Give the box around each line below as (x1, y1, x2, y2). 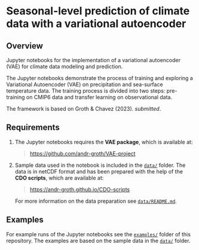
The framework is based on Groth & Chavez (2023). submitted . (6, 105, 161, 112)
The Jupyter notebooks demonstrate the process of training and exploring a (6, 75, 193, 81)
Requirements (6, 123, 60, 133)
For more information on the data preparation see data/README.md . (14, 197, 177, 205)
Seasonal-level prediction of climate (6, 4, 190, 18)
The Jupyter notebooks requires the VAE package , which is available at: (14, 138, 193, 145)
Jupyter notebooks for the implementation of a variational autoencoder (6, 57, 181, 63)
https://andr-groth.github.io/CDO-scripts (29, 185, 130, 193)
